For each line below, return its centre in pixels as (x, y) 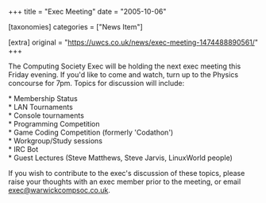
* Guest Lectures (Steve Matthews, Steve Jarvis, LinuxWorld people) (120, 158)
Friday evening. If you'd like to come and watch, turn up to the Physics (123, 74)
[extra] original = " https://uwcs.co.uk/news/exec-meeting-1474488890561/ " (133, 42)
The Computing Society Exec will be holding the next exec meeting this (125, 66)
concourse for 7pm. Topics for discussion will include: (96, 83)
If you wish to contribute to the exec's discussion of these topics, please (127, 173)
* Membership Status (43, 98)
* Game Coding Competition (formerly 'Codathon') (91, 132)
